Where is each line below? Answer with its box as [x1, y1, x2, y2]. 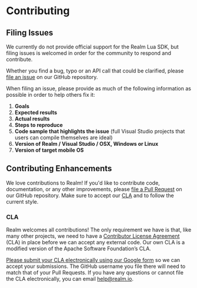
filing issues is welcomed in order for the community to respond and [6, 50, 172, 57]
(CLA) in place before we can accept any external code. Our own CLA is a [6, 239, 185, 246]
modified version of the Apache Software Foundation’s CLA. [6, 245, 151, 252]
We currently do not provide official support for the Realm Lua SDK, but [6, 43, 179, 50]
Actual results [14, 115, 50, 122]
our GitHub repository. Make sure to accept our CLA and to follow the [6, 192, 175, 199]
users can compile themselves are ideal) [14, 134, 113, 141]
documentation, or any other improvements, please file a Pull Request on [6, 185, 182, 192]
